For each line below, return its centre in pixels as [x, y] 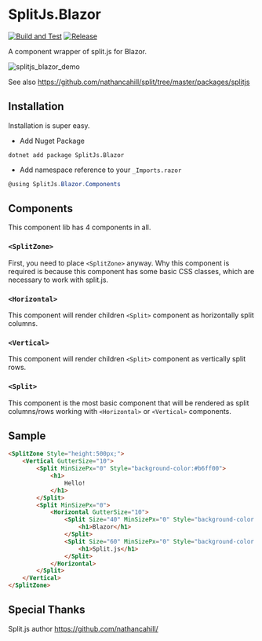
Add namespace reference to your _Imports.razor [100, 170]
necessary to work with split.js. [58, 280]
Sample [27, 436]
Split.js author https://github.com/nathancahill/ [83, 628]
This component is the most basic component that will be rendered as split [129, 403]
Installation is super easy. [49, 125]
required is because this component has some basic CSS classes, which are [131, 271]
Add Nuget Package [52, 141]
